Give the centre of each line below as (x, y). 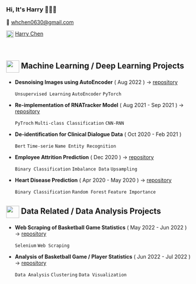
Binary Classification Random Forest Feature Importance (85, 192)
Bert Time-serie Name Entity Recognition (65, 146)
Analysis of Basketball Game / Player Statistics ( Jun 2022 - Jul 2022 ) (102, 257)
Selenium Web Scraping (42, 246)
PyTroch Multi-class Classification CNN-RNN (69, 124)
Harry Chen (29, 34)
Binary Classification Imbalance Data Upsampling (76, 169)
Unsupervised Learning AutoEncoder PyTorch (68, 94)
